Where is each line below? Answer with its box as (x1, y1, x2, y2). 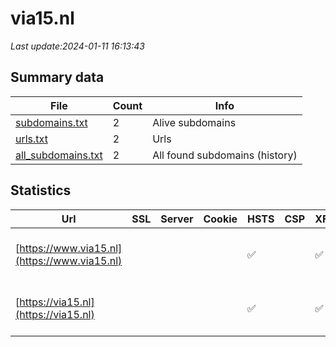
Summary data (10, 69, 105, 86)
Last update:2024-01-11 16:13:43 (10, 40, 145, 52)
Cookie (203, 212, 238, 226)
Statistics (10, 182, 72, 199)
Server (160, 212, 194, 226)
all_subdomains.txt (15, 148, 103, 162)
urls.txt (15, 132, 48, 146)
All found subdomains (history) (152, 148, 298, 162)
